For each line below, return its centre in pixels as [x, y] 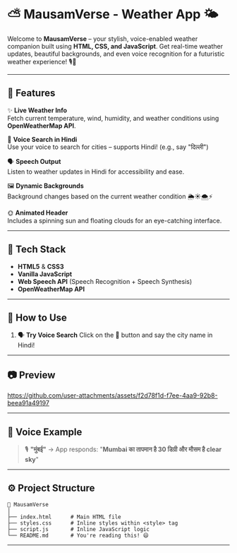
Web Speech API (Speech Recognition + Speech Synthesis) [105, 281]
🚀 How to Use [37, 317]
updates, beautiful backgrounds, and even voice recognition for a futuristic [116, 54]
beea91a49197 [28, 403]
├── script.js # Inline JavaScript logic [79, 529]
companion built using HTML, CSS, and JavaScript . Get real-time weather [115, 46]
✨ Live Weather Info [37, 110]
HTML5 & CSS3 [41, 266]
